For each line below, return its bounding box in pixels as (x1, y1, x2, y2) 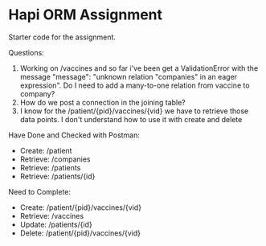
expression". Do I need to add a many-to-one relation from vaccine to (19, 80, 251, 90)
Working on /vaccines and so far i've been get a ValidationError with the (19, 63, 259, 73)
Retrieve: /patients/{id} (19, 171, 96, 181)
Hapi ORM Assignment (8, 6, 163, 24)
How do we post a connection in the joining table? (19, 97, 186, 107)
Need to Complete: (8, 187, 71, 196)
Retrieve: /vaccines (19, 211, 84, 220)
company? (19, 88, 55, 98)
